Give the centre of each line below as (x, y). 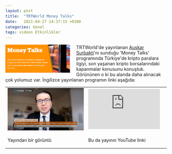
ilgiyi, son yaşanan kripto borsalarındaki (118, 64)
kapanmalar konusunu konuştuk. (110, 69)
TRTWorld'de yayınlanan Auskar (110, 47)
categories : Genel (25, 27)
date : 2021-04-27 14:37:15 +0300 (43, 21)
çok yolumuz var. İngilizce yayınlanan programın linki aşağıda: (70, 80)
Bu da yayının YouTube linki (117, 140)
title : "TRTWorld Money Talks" (40, 16)
